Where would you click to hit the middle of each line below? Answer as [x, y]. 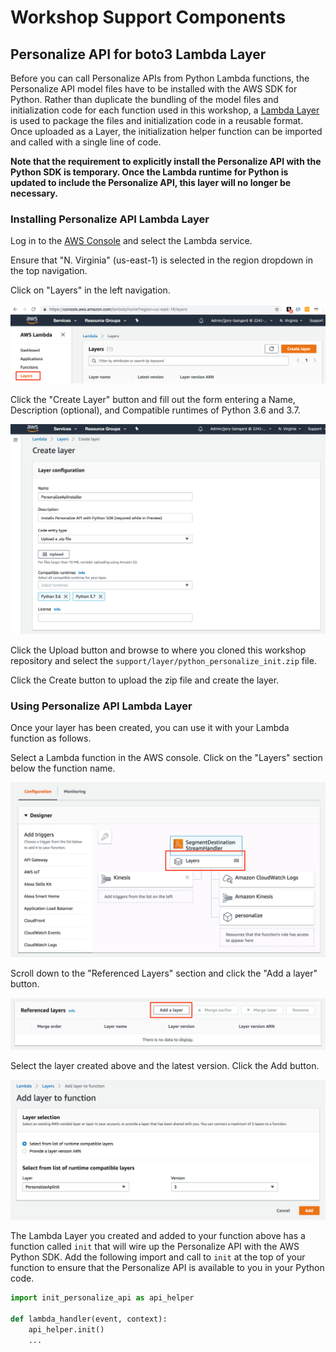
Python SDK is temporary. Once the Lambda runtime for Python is [149, 172]
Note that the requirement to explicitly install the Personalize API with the [166, 161]
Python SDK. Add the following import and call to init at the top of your [158, 1257]
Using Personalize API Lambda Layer [101, 706]
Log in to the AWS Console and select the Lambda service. [131, 241]
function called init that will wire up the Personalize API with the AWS [155, 1247]
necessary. [34, 193]
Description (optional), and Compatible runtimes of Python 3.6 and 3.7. [155, 410]
